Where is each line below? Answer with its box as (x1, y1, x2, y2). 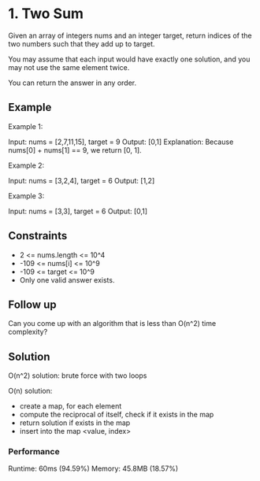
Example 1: (8, 121, 43, 131)
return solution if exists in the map (19, 418, 131, 427)
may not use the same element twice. (8, 62, 130, 72)
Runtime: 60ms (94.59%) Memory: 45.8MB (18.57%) (8, 464, 179, 473)
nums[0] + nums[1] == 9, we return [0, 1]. (8, 145, 142, 154)
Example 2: (8, 161, 45, 170)
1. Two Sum (8, 5, 84, 23)
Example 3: (8, 191, 45, 201)
